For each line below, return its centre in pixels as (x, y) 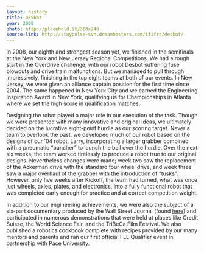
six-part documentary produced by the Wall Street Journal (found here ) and (101, 211)
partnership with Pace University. (48, 243)
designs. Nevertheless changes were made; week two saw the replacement (101, 161)
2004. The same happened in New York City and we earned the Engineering (102, 91)
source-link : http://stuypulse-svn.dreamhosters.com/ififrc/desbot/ (95, 35)
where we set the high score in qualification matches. (73, 103)
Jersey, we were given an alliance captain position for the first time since (98, 84)
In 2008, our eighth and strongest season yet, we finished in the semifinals (100, 52)
